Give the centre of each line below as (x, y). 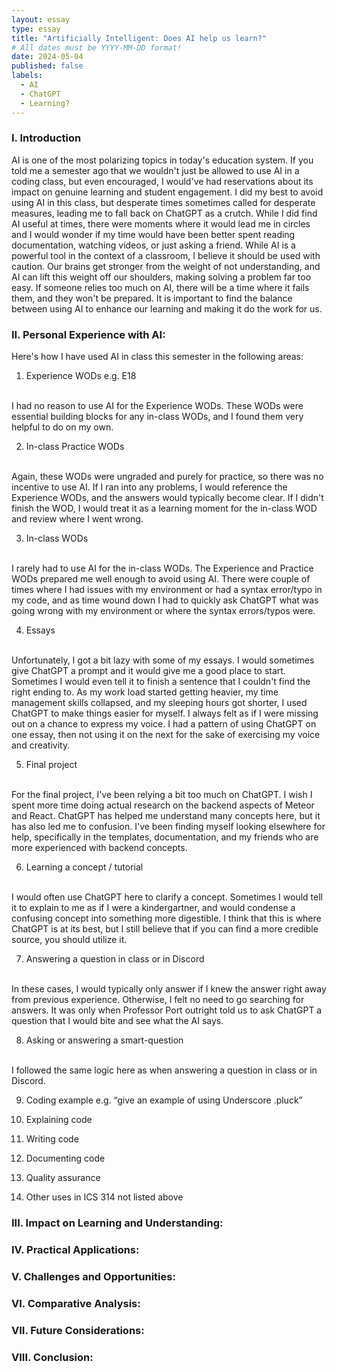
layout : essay (41, 19)
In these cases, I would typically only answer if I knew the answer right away (169, 989)
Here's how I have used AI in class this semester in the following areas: (157, 357)
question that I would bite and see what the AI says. (117, 1021)
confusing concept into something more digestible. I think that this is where (166, 918)
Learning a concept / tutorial (84, 867)
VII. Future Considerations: (78, 1330)
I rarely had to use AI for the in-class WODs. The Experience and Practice (162, 568)
